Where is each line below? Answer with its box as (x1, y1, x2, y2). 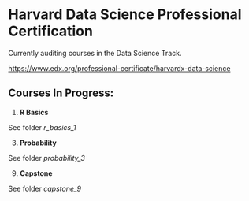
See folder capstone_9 (8, 184, 81, 193)
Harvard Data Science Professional (8, 6, 242, 24)
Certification (8, 22, 93, 40)
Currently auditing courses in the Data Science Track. (8, 48, 182, 58)
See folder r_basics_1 (8, 122, 76, 132)
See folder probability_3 (8, 153, 85, 162)
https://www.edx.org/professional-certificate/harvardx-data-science (8, 63, 231, 73)
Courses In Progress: (8, 87, 114, 100)
